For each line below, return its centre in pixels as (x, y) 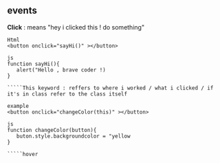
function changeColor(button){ (52, 130)
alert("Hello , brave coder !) (61, 70)
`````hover (23, 154)
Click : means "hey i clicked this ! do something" (76, 27)
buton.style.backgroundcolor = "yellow (73, 136)
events (22, 11)
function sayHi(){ (33, 64)
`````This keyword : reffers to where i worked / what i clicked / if (110, 88)
